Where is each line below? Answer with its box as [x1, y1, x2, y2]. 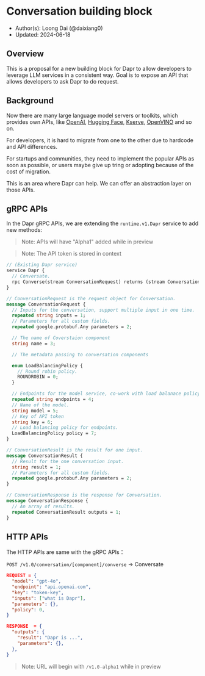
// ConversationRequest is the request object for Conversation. [6, 295, 176, 301]
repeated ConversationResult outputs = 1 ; [12, 509, 121, 515]
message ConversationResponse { [6, 498, 88, 504]
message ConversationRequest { [6, 301, 86, 307]
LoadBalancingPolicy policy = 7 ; [12, 430, 97, 437]
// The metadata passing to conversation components [12, 351, 149, 358]
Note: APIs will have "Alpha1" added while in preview [21, 238, 154, 245]
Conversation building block [6, 4, 153, 18]
